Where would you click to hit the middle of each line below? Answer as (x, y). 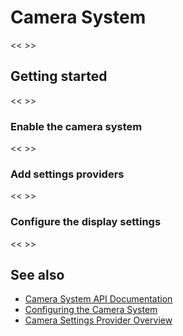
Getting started (59, 76)
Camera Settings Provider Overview (98, 320)
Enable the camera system (76, 126)
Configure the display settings (86, 222)
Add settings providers (67, 174)
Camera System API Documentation (98, 299)
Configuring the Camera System (91, 310)
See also (37, 275)
